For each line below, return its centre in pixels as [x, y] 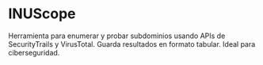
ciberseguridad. [34, 52]
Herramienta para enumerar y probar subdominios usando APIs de [117, 36]
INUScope [42, 14]
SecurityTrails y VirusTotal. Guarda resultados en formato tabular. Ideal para [132, 44]
